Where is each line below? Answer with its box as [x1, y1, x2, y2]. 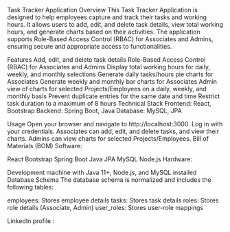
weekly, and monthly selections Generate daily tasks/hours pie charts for [7, 70, 214, 78]
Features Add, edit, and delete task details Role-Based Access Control [7, 56, 206, 64]
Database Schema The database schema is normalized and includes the [7, 176, 211, 184]
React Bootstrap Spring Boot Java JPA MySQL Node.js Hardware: [7, 155, 192, 163]
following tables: [7, 183, 54, 191]
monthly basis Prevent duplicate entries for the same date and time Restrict [7, 92, 220, 100]
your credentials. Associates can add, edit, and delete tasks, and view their [7, 127, 220, 135]
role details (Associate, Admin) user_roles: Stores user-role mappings [7, 204, 204, 211]
